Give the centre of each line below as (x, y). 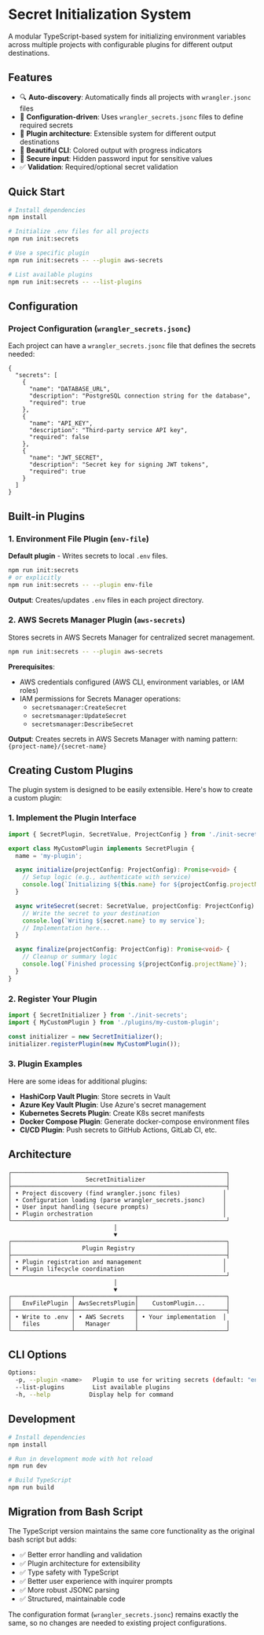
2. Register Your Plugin (53, 999)
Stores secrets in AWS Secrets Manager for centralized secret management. (132, 637)
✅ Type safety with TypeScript (69, 1572)
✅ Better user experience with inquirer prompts (96, 1581)
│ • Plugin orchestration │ (117, 1214)
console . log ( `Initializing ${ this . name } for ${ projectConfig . (126, 885)
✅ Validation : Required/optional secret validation (99, 167)
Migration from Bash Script (75, 1512)
